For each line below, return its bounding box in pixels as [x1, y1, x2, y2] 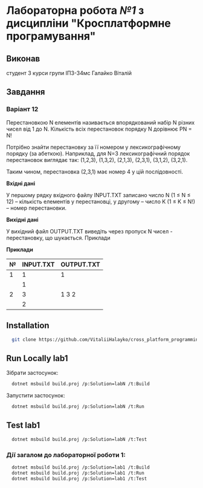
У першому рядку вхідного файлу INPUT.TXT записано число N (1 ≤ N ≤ [6, 191, 191, 198]
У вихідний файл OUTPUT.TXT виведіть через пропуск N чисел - [6, 227, 173, 235]
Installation [6, 320, 50, 331]
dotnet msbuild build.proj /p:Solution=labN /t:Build [11, 381, 150, 387]
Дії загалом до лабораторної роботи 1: [6, 451, 126, 459]
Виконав [6, 53, 40, 63]
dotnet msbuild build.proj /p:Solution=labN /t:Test [11, 436, 147, 442]
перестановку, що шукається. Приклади [6, 234, 111, 241]
